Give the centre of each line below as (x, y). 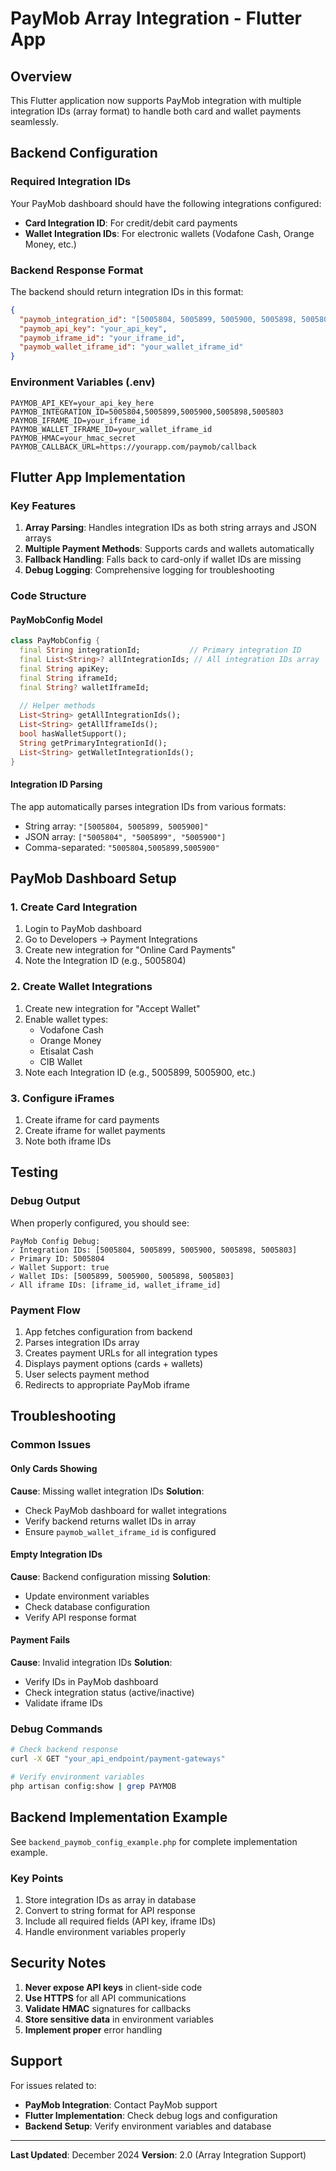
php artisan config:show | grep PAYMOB (93, 1786)
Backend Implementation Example (119, 1817)
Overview (41, 76)
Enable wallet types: (66, 1019)
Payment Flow (45, 1310)
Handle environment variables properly (105, 1931)
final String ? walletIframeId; (84, 687)
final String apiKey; (64, 668)
